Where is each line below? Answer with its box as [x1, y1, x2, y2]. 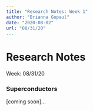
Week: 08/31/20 [6, 70, 45, 77]
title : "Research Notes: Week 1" [6, 8, 88, 15]
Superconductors [6, 85, 58, 93]
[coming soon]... [6, 98, 46, 105]
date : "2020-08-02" [6, 19, 54, 25]
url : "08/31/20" [6, 25, 46, 31]
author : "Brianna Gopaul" [6, 14, 69, 20]
